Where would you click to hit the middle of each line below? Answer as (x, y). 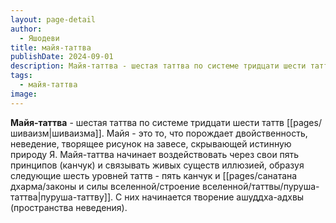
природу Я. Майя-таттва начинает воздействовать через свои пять (155, 154)
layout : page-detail (53, 19)
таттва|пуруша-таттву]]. (62, 197)
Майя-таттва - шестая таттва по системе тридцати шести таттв (147, 122)
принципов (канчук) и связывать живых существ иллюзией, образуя (157, 165)
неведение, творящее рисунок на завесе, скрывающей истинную (151, 143)
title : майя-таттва (51, 47)
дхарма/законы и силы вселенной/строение (105, 186)
